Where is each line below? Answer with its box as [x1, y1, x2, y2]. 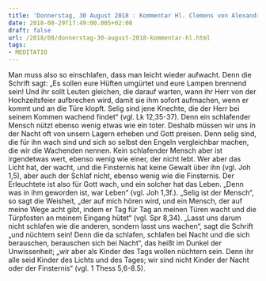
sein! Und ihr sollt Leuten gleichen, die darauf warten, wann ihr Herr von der [8, 87, 256, 96]
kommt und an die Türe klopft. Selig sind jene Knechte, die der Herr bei [8, 104, 240, 113]
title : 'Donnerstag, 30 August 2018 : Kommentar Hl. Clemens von [8, 11, 228, 20]
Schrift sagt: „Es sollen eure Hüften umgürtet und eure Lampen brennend [8, 78, 247, 88]
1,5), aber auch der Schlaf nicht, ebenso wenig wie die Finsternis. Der [8, 171, 235, 180]
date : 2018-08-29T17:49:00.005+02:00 [8, 19, 133, 27]
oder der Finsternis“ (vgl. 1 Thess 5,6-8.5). [8, 264, 146, 273]
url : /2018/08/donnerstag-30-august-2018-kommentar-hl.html [8, 33, 211, 42]
